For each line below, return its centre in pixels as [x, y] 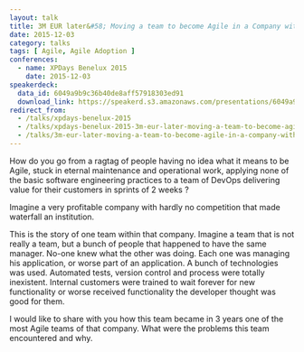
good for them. [37, 301]
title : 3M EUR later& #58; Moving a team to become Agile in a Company [145, 26]
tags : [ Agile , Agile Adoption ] [72, 51]
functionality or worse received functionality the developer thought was [142, 292]
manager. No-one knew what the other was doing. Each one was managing [150, 253]
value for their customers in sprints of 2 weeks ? [100, 190]
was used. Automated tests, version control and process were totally [137, 273]
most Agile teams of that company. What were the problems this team [139, 328]
